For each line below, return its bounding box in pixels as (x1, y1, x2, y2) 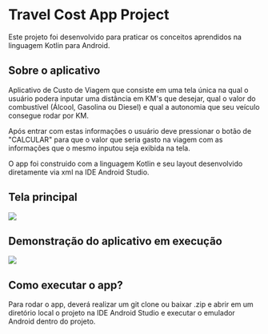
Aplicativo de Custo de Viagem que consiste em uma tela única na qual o (8, 85, 249, 95)
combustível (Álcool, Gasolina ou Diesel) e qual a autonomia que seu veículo (8, 102, 260, 111)
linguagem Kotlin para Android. (8, 40, 110, 50)
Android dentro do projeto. (8, 316, 96, 326)
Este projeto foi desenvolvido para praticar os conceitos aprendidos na (8, 32, 242, 42)
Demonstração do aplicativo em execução (8, 234, 222, 247)
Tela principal (8, 191, 78, 204)
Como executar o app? (8, 278, 124, 292)
